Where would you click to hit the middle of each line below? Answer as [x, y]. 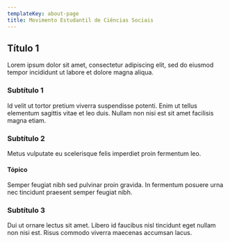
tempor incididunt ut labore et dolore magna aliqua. [81, 72]
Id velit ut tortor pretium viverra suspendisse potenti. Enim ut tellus [102, 106]
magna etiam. [27, 120]
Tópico [17, 169]
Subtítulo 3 [26, 211]
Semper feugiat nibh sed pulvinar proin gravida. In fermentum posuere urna [115, 185]
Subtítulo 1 [25, 90]
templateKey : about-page [43, 14]
